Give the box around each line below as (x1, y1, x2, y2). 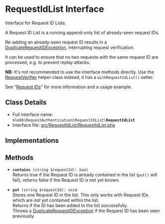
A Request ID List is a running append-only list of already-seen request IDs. (5, 29, 160, 35)
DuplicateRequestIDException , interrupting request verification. (5, 44, 135, 50)
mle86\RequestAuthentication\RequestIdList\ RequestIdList (12, 118, 135, 123)
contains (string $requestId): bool (12, 167, 88, 172)
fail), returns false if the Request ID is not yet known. (12, 177, 120, 183)
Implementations (5, 137, 59, 145)
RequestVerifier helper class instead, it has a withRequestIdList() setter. (5, 74, 154, 80)
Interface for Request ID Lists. (5, 20, 66, 26)
